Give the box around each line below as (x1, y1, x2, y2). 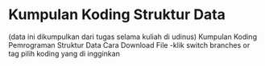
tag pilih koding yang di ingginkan (8, 49, 121, 58)
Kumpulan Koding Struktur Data (8, 6, 226, 24)
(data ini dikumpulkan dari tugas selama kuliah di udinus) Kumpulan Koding (8, 32, 258, 41)
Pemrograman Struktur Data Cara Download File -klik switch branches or (8, 40, 251, 49)
